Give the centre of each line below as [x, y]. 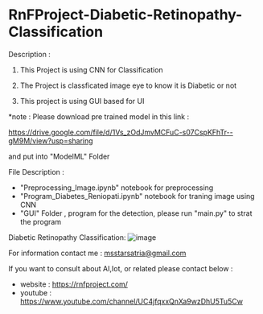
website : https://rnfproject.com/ [74, 284]
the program [41, 221]
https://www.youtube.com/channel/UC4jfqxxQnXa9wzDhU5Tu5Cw [131, 301]
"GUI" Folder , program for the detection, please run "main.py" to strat [136, 213]
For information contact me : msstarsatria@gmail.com [97, 253]
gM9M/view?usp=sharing [51, 140]
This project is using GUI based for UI [82, 101]
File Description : [36, 171]
